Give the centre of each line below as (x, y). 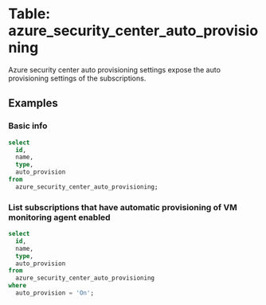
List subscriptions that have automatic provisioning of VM (123, 207)
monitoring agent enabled (59, 217)
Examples (33, 103)
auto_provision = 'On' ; (55, 293)
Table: (29, 14)
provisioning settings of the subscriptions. (77, 78)
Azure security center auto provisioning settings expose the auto (115, 69)
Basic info (28, 126)
